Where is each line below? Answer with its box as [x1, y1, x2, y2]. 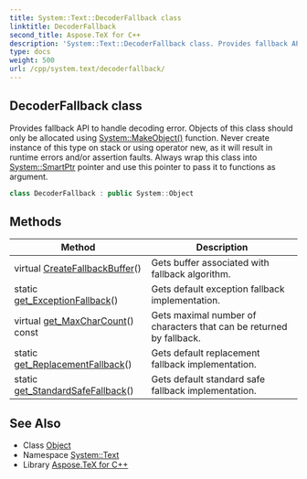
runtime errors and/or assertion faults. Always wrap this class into [9, 152, 258, 163]
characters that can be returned [151, 321, 288, 334]
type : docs [9, 48, 51, 57]
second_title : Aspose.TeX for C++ [9, 30, 142, 39]
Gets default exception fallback [151, 282, 285, 295]
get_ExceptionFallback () [14, 294, 119, 307]
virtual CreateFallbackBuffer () [14, 262, 142, 275]
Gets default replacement [151, 346, 260, 359]
